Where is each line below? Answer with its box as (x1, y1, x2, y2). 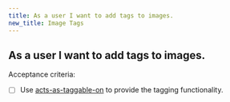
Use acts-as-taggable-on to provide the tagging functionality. (19, 85, 224, 95)
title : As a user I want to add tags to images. (8, 11, 174, 20)
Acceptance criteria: (8, 69, 76, 80)
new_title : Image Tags (8, 19, 84, 27)
